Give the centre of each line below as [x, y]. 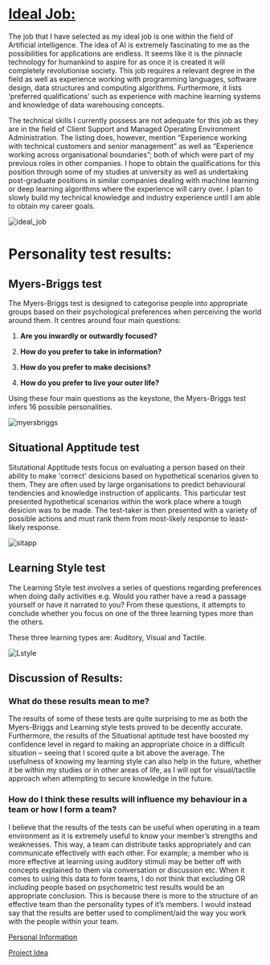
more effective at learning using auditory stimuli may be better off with [125, 861]
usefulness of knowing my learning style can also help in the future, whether [135, 761]
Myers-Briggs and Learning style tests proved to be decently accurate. [126, 727]
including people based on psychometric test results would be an [117, 887]
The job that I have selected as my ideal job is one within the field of [121, 36]
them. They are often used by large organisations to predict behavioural [127, 484]
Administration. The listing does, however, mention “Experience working [128, 137]
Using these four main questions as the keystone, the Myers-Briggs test [127, 398]
